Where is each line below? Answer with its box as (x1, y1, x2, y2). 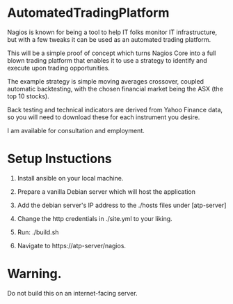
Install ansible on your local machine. (17, 174, 124, 182)
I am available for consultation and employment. (7, 126, 145, 135)
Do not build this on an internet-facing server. (7, 289, 138, 297)
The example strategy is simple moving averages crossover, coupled (7, 77, 204, 85)
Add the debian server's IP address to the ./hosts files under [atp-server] (17, 201, 227, 209)
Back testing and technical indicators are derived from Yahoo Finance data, (7, 105, 223, 114)
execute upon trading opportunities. (7, 63, 110, 72)
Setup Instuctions (7, 151, 113, 167)
